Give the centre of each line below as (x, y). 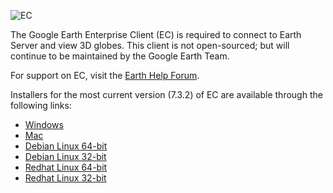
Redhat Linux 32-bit (65, 178)
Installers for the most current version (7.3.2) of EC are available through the (166, 94)
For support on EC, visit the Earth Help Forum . (105, 75)
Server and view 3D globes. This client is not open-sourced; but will (150, 45)
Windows (44, 124)
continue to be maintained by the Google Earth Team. (120, 56)
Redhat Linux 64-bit (66, 167)
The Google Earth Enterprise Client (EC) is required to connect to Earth (156, 34)
